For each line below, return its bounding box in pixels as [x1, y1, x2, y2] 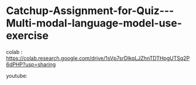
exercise [6, 29, 49, 42]
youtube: [6, 72, 27, 79]
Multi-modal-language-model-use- [6, 16, 183, 30]
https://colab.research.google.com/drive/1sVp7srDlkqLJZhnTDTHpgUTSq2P [6, 55, 190, 62]
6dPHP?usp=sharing [6, 60, 56, 68]
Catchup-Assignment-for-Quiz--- [6, 4, 174, 18]
